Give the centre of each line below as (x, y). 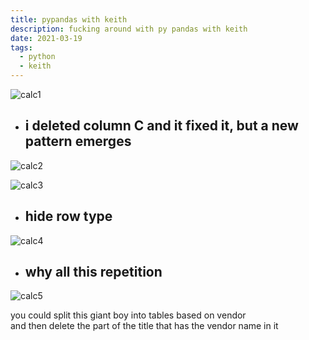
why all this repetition (93, 272)
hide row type (68, 216)
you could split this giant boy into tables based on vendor (128, 315)
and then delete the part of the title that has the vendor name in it (144, 326)
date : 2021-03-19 (46, 38)
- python (37, 57)
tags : (21, 47)
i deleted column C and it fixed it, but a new (161, 126)
